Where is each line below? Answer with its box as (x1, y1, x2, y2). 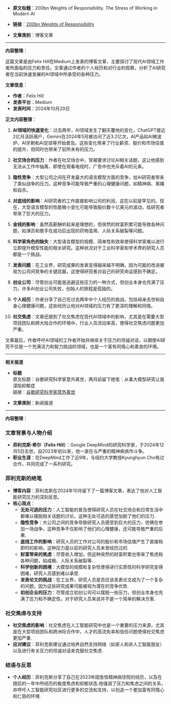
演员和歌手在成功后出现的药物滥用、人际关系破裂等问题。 (26, 228, 147, 234)
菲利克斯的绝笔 (5, 475, 42, 482)
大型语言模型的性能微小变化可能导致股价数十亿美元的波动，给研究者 (21, 204, 164, 210)
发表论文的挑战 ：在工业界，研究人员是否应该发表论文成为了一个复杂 (20, 576, 163, 582)
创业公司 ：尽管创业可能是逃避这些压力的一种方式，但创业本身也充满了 (12, 279, 160, 285)
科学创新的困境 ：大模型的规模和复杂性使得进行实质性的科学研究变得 (20, 564, 163, 570)
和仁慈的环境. (12, 693, 41, 699)
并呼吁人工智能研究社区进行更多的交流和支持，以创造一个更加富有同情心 (12, 687, 164, 693)
